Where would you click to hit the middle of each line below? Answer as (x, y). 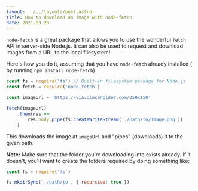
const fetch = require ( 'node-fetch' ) (53, 87)
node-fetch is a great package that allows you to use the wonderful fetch (96, 40)
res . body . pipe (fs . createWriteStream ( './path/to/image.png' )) (106, 119)
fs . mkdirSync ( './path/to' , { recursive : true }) (68, 183)
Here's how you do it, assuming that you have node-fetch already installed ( (99, 64)
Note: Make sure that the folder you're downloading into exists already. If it (98, 154)
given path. (20, 143)
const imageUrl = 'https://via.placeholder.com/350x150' (79, 98)
